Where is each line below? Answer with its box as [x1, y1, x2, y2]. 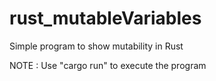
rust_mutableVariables [9, 7, 202, 30]
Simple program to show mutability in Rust [9, 40, 184, 52]
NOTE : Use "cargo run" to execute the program [9, 59, 207, 71]
